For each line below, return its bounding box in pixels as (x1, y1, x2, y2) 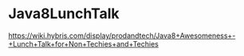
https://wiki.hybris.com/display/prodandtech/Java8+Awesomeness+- (8, 31, 236, 40)
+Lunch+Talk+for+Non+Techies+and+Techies (8, 39, 159, 48)
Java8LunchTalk (8, 5, 120, 23)
